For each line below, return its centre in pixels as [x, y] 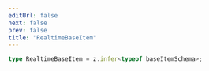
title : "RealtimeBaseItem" [52, 37]
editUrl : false [33, 15]
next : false [28, 23]
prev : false [28, 30]
